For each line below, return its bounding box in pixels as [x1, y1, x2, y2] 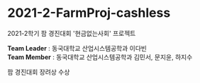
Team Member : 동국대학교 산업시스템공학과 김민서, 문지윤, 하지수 [7, 53, 193, 61]
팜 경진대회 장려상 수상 [7, 68, 70, 76]
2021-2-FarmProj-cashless [7, 5, 171, 21]
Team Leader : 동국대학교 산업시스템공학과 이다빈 [7, 44, 148, 52]
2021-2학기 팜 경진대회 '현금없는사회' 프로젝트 [7, 29, 136, 37]
